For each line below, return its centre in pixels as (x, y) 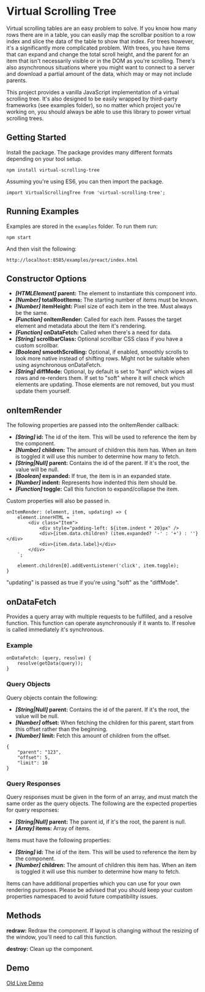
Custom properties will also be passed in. (58, 501)
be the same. (32, 313)
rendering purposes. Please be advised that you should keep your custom (99, 890)
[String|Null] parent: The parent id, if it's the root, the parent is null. (101, 822)
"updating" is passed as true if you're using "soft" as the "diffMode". (93, 583)
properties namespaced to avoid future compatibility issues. (82, 896)
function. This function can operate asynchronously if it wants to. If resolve (101, 623)
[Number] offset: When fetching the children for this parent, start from (104, 722)
